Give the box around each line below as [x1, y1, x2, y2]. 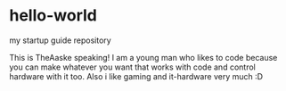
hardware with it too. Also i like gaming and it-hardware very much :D [9, 70, 264, 81]
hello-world [9, 5, 98, 26]
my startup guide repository [9, 35, 111, 45]
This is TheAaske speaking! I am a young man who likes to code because [9, 52, 278, 62]
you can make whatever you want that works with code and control [9, 62, 256, 72]
